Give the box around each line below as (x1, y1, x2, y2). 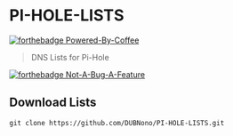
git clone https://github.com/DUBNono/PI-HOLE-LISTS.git (9, 118, 225, 127)
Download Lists (9, 95, 97, 110)
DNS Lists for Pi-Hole (30, 52, 109, 62)
